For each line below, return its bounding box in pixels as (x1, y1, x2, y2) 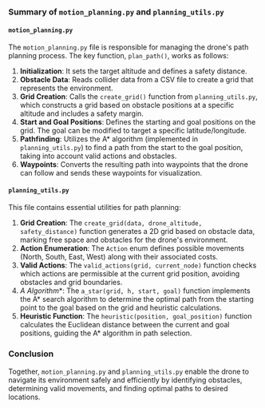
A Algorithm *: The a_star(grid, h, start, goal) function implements (19, 286, 251, 295)
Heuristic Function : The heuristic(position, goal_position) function (19, 311, 252, 321)
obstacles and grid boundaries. (19, 278, 123, 287)
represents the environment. (19, 83, 113, 93)
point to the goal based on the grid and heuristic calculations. (19, 303, 222, 313)
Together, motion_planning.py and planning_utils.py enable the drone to (8, 366, 250, 376)
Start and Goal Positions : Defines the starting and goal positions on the (19, 117, 256, 127)
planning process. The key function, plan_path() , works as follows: (8, 51, 229, 61)
